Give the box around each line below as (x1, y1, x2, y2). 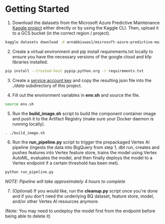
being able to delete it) (5, 213, 51, 219)
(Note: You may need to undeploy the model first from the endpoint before (5, 208, 156, 214)
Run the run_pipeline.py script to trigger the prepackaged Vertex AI (12, 139, 150, 145)
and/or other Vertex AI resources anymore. (12, 198, 99, 204)
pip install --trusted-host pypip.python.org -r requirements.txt (5, 68, 144, 73)
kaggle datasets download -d (5, 39, 65, 45)
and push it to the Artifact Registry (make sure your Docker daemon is (12, 115, 154, 121)
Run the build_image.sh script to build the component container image (12, 111, 156, 116)
